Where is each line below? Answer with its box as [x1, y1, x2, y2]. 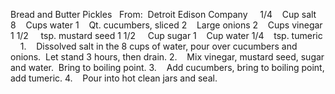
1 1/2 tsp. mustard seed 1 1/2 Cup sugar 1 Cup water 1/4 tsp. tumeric [10, 30, 323, 41]
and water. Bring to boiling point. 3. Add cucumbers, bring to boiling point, [10, 62, 325, 73]
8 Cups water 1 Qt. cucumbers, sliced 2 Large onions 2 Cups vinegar [10, 19, 323, 31]
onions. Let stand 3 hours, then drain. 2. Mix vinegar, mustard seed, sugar [10, 51, 325, 63]
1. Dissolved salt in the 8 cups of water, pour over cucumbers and [19, 40, 298, 52]
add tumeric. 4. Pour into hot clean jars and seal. [10, 72, 218, 84]
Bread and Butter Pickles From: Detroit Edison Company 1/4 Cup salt [10, 9, 317, 20]
